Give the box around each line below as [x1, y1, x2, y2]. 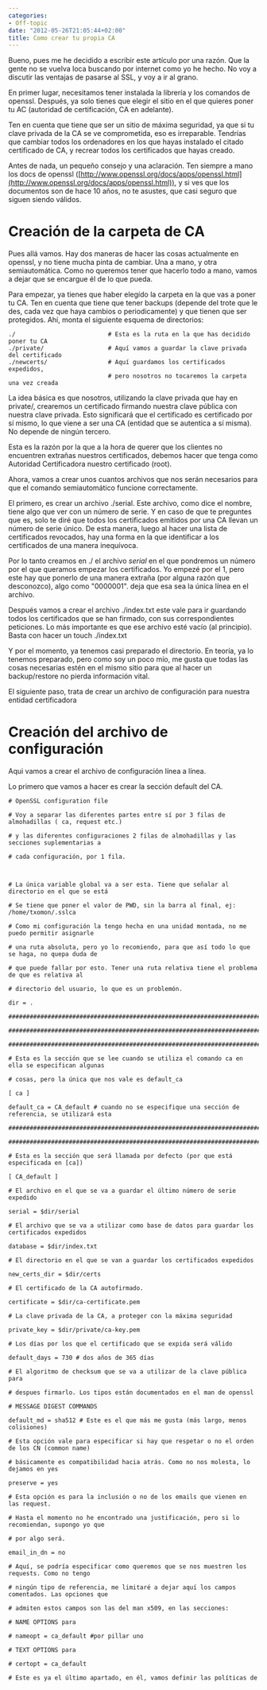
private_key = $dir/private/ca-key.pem [8, 1326, 141, 1335]
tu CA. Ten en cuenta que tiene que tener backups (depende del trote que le [8, 298, 258, 308]
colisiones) [8, 1424, 48, 1432]
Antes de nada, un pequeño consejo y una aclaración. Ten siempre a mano [8, 161, 253, 171]
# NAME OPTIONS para [8, 1618, 77, 1626]
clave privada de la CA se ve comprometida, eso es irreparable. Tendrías [8, 129, 246, 138]
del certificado [8, 352, 62, 359]
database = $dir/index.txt [8, 1242, 98, 1251]
